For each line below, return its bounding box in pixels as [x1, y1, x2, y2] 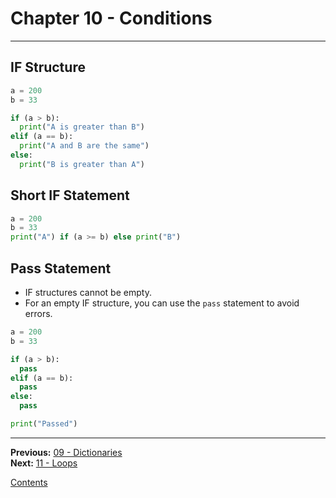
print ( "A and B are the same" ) [19, 141, 150, 151]
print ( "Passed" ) [10, 419, 78, 429]
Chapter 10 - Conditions [10, 7, 213, 30]
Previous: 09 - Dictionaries [10, 446, 123, 458]
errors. [24, 308, 53, 319]
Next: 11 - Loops [10, 457, 78, 469]
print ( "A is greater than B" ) [19, 122, 145, 132]
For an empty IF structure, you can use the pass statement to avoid [24, 297, 300, 309]
